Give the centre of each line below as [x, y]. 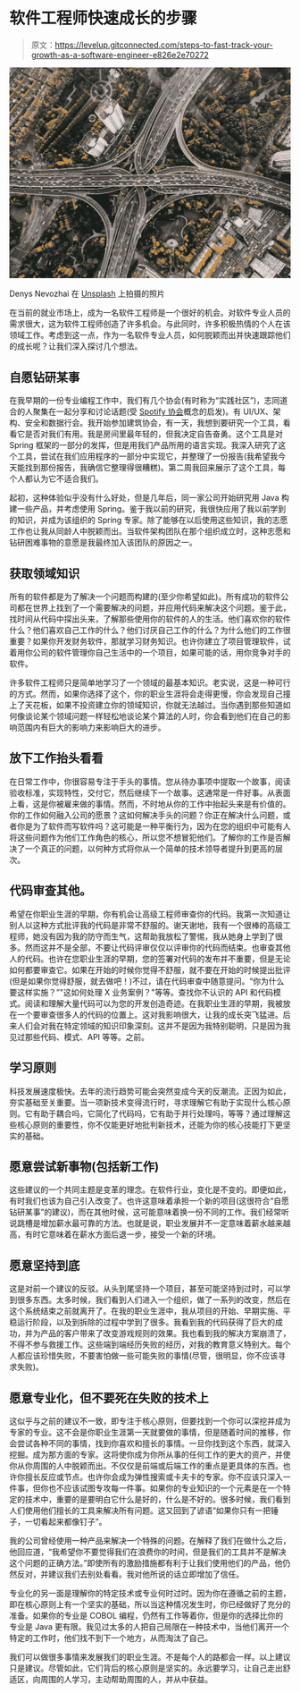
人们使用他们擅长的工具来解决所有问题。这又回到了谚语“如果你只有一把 [140, 1510]
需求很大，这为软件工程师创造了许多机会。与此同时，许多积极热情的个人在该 [150, 324]
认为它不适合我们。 [68, 478]
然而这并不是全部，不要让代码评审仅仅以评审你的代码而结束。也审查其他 [158, 947]
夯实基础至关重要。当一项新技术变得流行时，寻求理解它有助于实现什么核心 [146, 1102]
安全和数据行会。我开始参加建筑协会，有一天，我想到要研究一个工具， [154, 423]
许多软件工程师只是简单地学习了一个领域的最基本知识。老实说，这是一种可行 [150, 683]
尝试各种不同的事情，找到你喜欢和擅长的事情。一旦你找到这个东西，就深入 [154, 1443]
